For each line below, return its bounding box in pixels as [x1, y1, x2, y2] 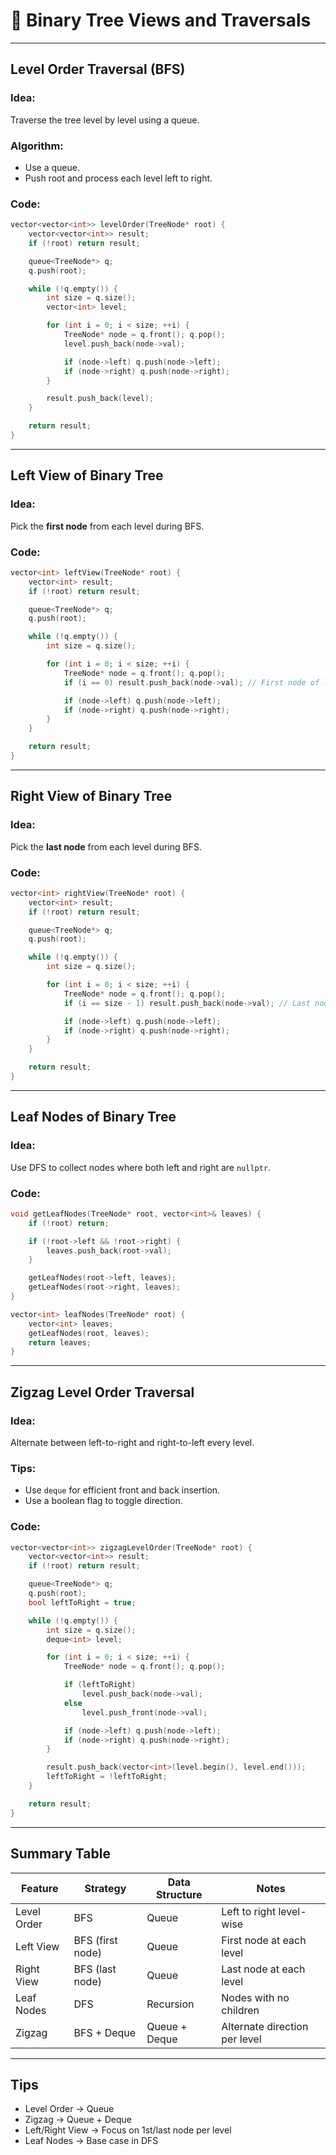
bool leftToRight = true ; [28, 1597, 137, 1608]
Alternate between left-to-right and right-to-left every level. [10, 1436, 255, 1448]
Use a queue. [24, 161, 80, 173]
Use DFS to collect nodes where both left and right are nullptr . [10, 1161, 272, 1173]
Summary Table [10, 1845, 111, 1863]
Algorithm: [10, 139, 64, 153]
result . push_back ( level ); [46, 394, 155, 404]
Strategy [84, 1881, 127, 1895]
